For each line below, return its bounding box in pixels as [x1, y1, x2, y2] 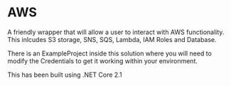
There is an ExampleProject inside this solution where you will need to [7, 49, 212, 58]
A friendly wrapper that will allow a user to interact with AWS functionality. [7, 28, 225, 36]
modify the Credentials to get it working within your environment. [7, 56, 198, 65]
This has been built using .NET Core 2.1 [7, 70, 122, 79]
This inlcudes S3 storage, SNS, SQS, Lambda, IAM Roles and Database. [7, 35, 217, 43]
